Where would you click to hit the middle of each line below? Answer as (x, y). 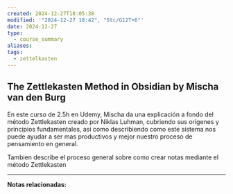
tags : (15, 53)
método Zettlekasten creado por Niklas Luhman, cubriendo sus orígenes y (113, 121)
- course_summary (38, 39)
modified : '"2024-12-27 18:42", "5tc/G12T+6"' (76, 20)
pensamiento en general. (43, 143)
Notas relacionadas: (37, 184)
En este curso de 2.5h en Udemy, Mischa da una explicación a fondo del (110, 114)
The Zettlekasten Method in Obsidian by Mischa (113, 87)
